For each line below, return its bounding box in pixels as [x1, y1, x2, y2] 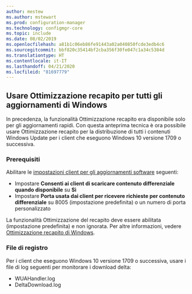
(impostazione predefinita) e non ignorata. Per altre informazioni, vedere [6, 223, 181, 230]
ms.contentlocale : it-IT [6, 58, 67, 64]
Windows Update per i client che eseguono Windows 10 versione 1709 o [6, 134, 181, 141]
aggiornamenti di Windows [6, 100, 108, 110]
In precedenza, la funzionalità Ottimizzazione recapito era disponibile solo [6, 115, 186, 123]
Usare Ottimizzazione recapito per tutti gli [6, 91, 163, 101]
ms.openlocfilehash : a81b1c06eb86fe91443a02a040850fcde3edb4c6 [6, 42, 165, 48]
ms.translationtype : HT [6, 52, 65, 58]
